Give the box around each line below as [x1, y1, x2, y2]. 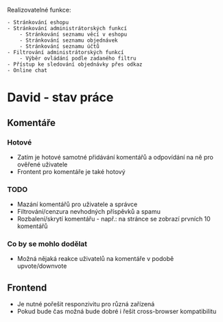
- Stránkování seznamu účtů [19, 43, 99, 50]
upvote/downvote [16, 262, 67, 270]
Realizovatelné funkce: [7, 6, 71, 14]
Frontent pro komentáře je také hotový [16, 167, 126, 175]
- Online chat [7, 67, 48, 74]
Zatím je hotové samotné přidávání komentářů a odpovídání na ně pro [16, 153, 214, 161]
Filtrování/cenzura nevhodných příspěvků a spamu [16, 208, 161, 216]
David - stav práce [7, 90, 114, 106]
